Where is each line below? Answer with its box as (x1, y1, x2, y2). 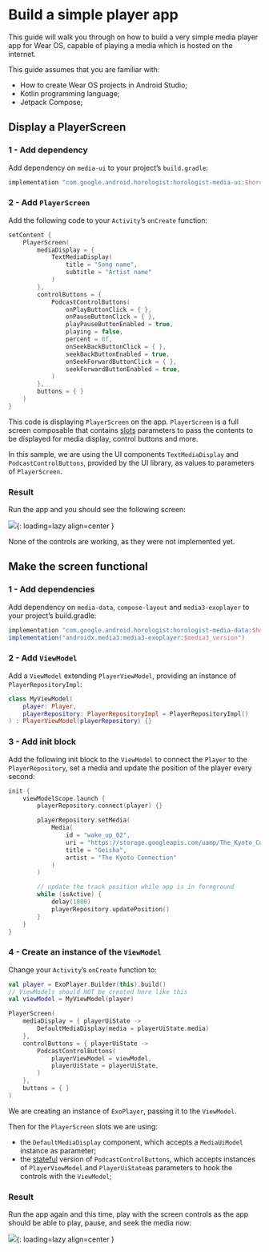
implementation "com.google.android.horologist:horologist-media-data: (8, 626, 252, 634)
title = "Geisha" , (65, 846, 127, 854)
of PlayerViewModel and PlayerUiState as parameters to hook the (19, 1162, 233, 1172)
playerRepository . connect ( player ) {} (37, 802, 163, 810)
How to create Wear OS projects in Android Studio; (19, 80, 188, 90)
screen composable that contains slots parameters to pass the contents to (8, 425, 254, 434)
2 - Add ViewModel (8, 652, 78, 664)
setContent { (8, 231, 52, 239)
